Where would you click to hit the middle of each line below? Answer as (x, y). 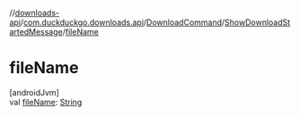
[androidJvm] (35, 92)
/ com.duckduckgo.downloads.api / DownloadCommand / (123, 22)
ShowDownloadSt (257, 22)
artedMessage (36, 32)
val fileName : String (46, 102)
